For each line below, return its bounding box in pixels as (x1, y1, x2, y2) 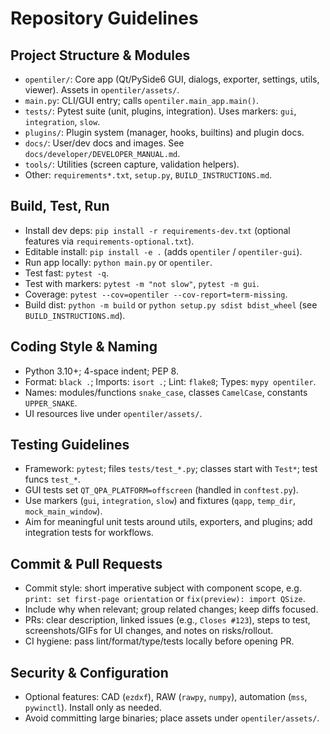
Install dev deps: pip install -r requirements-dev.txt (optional (24, 224, 291, 236)
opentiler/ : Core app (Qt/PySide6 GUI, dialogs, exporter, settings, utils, (24, 73, 320, 85)
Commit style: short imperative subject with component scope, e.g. (24, 582, 302, 594)
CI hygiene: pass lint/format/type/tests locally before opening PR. (24, 635, 295, 647)
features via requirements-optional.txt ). (24, 235, 195, 247)
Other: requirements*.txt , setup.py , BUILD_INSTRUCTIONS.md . (24, 169, 273, 181)
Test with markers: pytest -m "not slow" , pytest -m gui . (24, 277, 260, 289)
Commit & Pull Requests (10, 555, 163, 572)
